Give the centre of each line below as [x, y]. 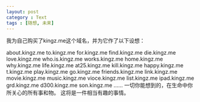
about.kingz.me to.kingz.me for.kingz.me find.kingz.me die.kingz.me [91, 53]
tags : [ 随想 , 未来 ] [30, 23]
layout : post [23, 12]
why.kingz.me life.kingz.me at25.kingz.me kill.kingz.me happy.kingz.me [95, 65]
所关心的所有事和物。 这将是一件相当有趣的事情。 [68, 93]
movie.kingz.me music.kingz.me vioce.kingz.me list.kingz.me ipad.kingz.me [100, 78]
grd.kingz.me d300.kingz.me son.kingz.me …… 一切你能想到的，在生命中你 [100, 85]
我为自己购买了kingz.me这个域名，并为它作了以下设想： [76, 41]
